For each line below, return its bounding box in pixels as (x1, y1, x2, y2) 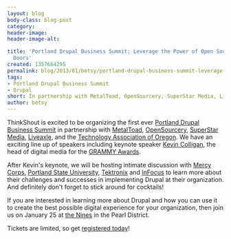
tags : (7, 74, 23, 81)
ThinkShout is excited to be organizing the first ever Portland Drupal (7, 118, 199, 126)
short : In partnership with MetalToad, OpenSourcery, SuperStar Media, (7, 93, 217, 100)
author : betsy (7, 99, 48, 107)
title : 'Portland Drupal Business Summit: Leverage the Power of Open (7, 48, 214, 55)
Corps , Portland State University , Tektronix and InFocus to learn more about (7, 168, 222, 176)
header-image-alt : (7, 36, 60, 43)
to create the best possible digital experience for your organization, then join (7, 204, 223, 211)
